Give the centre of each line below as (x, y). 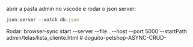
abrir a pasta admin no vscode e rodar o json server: (71, 9)
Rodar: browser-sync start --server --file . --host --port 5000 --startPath (97, 31)
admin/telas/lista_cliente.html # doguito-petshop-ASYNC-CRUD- (86, 37)
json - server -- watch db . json (43, 20)
